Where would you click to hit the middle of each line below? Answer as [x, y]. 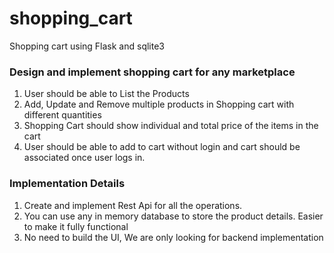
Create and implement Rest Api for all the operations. [133, 205]
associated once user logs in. [84, 158]
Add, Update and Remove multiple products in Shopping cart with [159, 104]
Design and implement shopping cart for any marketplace [152, 72]
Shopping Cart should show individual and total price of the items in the [171, 126]
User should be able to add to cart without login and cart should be [162, 147]
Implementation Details [67, 184]
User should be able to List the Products [106, 94]
